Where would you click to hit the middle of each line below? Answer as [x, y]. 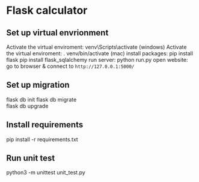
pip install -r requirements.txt [42, 139]
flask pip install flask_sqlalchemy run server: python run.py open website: [97, 60]
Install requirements [45, 125]
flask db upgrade [27, 106]
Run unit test [31, 158]
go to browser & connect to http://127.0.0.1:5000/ [70, 66]
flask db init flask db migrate [41, 99]
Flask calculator [47, 11]
